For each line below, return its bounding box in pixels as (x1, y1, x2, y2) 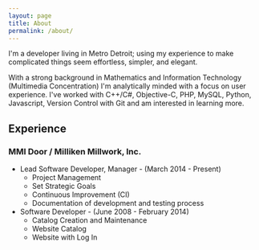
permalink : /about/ (8, 27, 74, 35)
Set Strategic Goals (31, 182, 96, 191)
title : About (8, 19, 52, 27)
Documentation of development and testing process (31, 199, 204, 208)
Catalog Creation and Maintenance (31, 215, 148, 225)
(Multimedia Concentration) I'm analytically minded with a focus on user (8, 81, 246, 91)
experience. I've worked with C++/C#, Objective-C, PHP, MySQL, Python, (8, 90, 252, 100)
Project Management (31, 173, 102, 182)
